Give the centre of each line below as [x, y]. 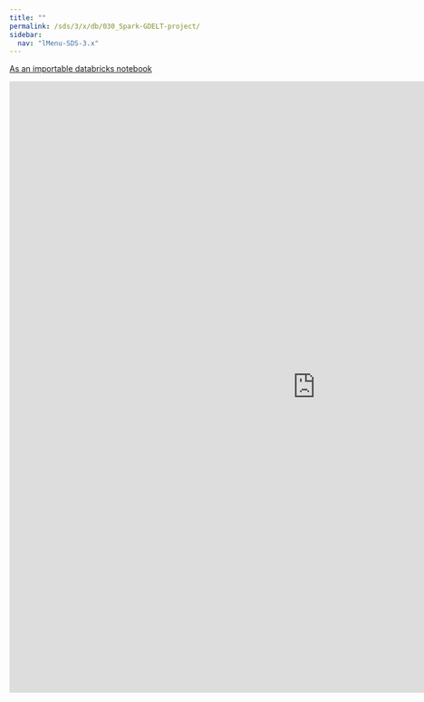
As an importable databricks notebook [81, 69]
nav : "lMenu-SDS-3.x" [58, 43]
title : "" [28, 18]
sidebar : [26, 34]
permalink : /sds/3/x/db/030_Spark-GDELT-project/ [105, 26]
